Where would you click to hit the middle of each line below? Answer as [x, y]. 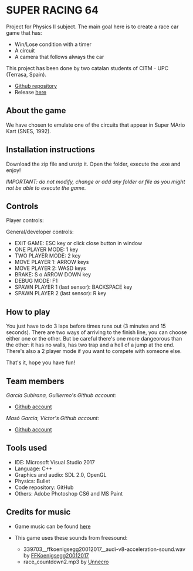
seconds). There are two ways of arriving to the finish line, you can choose [97, 332]
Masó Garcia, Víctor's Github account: [53, 418]
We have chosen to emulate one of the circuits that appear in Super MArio [96, 125]
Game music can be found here [53, 526]
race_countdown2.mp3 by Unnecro [66, 562]
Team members [35, 381]
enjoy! [13, 170]
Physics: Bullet [32, 481]
